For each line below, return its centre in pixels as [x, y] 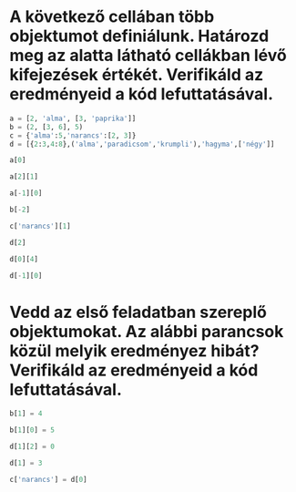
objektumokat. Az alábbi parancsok [147, 331]
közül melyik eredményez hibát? [134, 350]
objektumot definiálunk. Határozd [139, 36]
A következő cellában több [112, 17]
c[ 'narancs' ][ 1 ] [40, 226]
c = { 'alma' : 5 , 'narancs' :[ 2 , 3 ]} [73, 135]
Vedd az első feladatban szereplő [138, 312]
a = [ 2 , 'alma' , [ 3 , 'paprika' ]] [73, 118]
